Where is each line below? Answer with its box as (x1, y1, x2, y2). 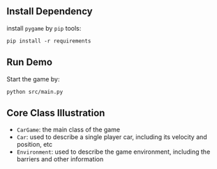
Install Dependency (6, 6, 93, 17)
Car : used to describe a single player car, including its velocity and (16, 133, 207, 141)
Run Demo (6, 56, 53, 68)
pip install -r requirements (6, 38, 91, 45)
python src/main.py (6, 88, 63, 95)
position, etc (16, 140, 53, 149)
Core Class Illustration (6, 107, 105, 119)
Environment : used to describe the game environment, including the (16, 147, 211, 156)
